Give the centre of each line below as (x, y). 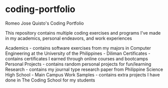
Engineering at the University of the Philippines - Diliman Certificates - (78, 53)
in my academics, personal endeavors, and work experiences (69, 38)
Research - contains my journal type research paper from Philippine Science (84, 69)
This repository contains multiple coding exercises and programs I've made (83, 33)
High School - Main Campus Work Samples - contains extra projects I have (82, 74)
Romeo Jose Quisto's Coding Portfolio (45, 23)
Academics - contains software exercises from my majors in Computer (78, 48)
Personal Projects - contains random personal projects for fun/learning (78, 64)
